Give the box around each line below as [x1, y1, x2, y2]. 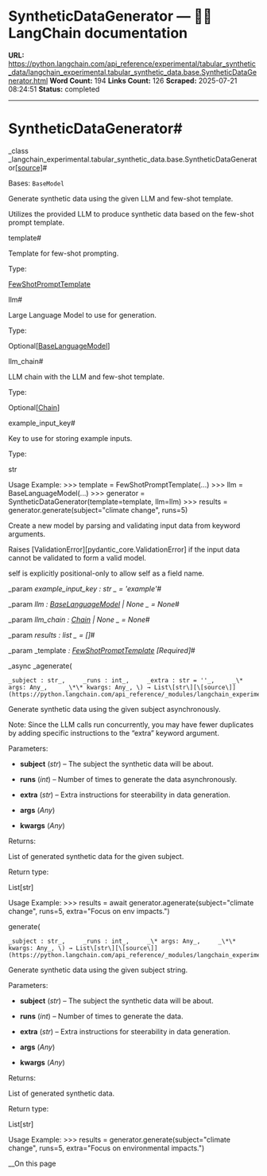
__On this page [8, 1158, 57, 1168]
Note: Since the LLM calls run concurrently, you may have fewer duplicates [8, 720, 254, 729]
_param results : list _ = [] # [8, 630, 95, 639]
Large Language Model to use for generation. [8, 310, 157, 319]
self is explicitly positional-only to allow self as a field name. [8, 568, 205, 578]
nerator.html [8, 76, 48, 85]
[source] [14, 162, 43, 172]
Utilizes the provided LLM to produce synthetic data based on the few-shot [8, 209, 254, 218]
